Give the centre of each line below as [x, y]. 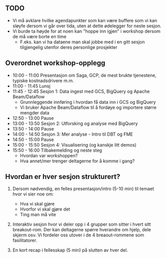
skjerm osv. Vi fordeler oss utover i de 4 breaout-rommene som [78, 235]
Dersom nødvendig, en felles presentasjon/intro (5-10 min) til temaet [83, 189]
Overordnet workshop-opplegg [55, 63]
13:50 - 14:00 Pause [33, 128]
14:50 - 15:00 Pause [33, 139]
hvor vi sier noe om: [33, 194]
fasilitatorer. [25, 240]
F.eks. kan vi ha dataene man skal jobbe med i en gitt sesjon [82, 42]
